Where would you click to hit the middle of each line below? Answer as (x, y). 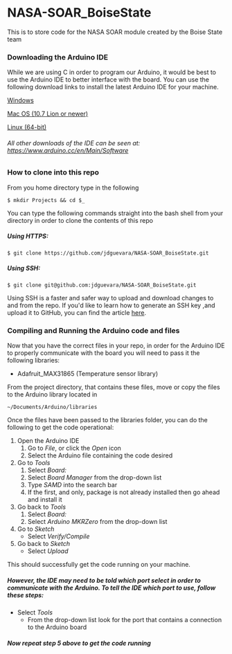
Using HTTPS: (28, 236)
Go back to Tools (42, 507)
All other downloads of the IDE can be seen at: (74, 143)
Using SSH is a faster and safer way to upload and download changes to (110, 298)
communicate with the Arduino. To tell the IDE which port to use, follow (111, 588)
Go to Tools (34, 463)
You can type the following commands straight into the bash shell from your (115, 213)
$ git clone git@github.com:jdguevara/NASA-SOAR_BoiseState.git (102, 285)
